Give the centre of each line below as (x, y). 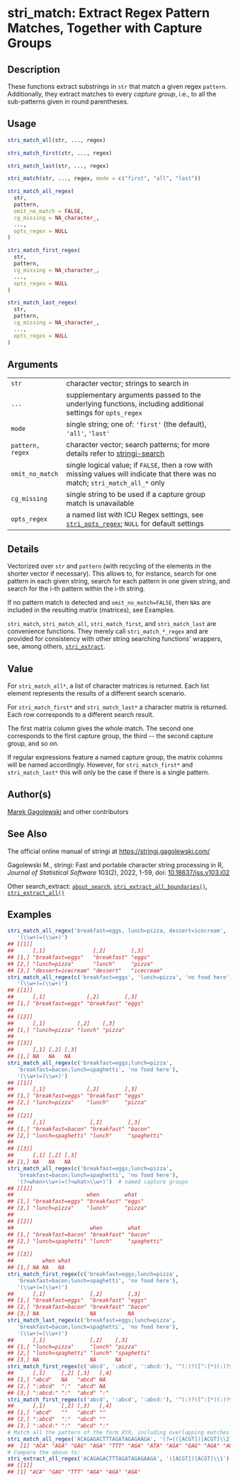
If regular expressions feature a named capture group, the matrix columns (115, 757)
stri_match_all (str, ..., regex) (57, 140)
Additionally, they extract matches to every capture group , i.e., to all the (112, 94)
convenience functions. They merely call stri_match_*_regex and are (108, 631)
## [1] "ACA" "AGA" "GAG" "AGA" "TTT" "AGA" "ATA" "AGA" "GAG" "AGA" (114, 1446)
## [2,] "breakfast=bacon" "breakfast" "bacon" (79, 1307)
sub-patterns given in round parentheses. (68, 101)
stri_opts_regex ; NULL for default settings (135, 524)
